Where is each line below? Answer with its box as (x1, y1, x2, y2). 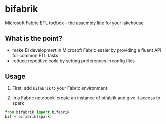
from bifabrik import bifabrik (5, 110, 70, 115)
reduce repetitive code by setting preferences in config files (12, 58, 135, 64)
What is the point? (5, 34, 63, 42)
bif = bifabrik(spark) (5, 114, 52, 119)
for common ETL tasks (12, 52, 58, 58)
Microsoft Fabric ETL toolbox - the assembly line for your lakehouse (5, 20, 144, 26)
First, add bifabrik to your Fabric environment (12, 85, 108, 91)
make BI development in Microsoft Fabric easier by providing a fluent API (12, 47, 162, 53)
